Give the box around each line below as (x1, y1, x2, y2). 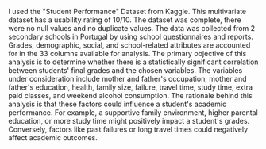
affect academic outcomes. (8, 133, 98, 142)
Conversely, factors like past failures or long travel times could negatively (8, 124, 249, 134)
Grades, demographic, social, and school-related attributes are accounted (8, 40, 251, 50)
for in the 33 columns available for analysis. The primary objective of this (8, 49, 247, 58)
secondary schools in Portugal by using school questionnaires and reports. (8, 32, 254, 41)
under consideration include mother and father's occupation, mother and (8, 74, 247, 83)
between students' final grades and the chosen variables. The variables (8, 66, 243, 74)
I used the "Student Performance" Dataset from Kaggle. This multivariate (8, 7, 247, 16)
